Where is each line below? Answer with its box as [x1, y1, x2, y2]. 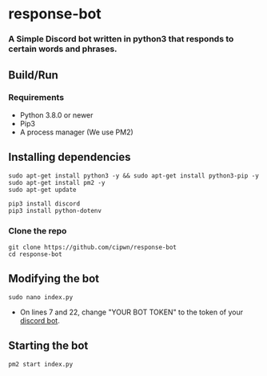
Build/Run [8, 68, 58, 82]
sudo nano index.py [8, 293, 74, 301]
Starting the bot [8, 339, 89, 353]
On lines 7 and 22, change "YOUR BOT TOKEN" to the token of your [19, 307, 244, 317]
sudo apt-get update [8, 186, 78, 194]
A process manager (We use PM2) [19, 127, 133, 137]
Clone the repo [8, 225, 67, 236]
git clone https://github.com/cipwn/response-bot [8, 243, 177, 251]
